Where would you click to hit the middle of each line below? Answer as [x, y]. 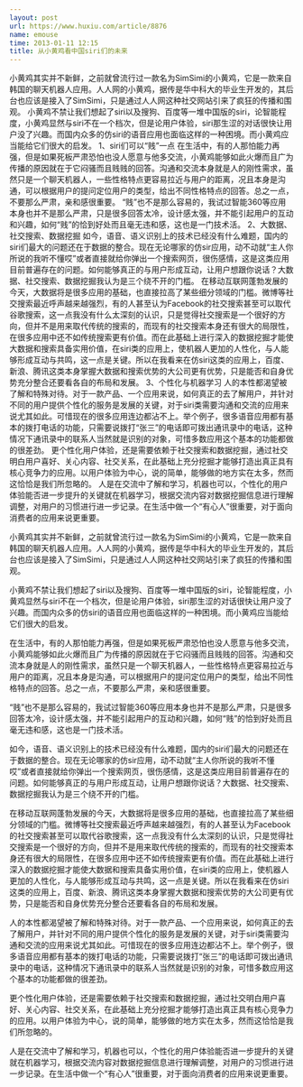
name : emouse [34, 34]
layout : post [34, 18]
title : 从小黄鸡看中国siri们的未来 [69, 51]
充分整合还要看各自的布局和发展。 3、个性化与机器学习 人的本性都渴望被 [152, 382]
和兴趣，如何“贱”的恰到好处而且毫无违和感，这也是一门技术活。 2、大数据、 [151, 225]
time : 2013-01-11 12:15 [54, 43]
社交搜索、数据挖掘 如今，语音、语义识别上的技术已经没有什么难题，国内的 [149, 236]
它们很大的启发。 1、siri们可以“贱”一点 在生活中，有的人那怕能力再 [156, 146]
